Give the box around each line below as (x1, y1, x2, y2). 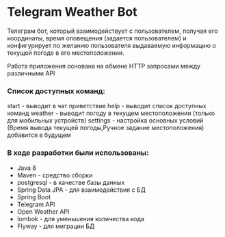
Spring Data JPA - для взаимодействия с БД (16, 186, 146, 194)
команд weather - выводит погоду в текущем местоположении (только (7, 109, 215, 117)
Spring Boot (16, 192, 51, 201)
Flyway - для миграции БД (16, 222, 95, 230)
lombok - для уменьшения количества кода (16, 214, 145, 223)
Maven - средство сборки (16, 171, 93, 179)
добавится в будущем (7, 131, 72, 139)
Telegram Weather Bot (7, 4, 137, 20)
